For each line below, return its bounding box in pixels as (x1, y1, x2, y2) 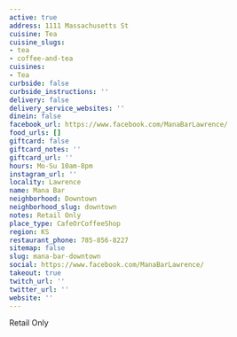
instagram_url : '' (9, 169, 77, 178)
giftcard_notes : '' (9, 145, 82, 153)
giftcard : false (9, 137, 69, 145)
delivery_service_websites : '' (9, 104, 125, 113)
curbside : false (9, 79, 69, 88)
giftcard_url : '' (9, 153, 74, 162)
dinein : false (9, 112, 62, 121)
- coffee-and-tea (9, 54, 74, 63)
